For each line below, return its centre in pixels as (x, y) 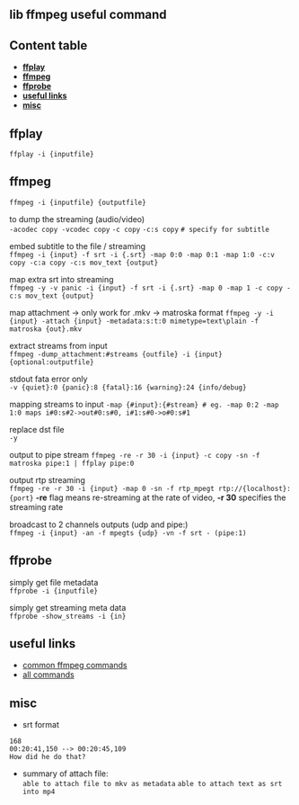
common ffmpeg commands (75, 666)
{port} (22, 498)
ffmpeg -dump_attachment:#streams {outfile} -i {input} (116, 354)
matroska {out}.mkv (46, 329)
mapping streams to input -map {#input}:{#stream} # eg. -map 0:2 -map (144, 404)
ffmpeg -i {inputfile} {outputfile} (78, 202)
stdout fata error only (48, 379)
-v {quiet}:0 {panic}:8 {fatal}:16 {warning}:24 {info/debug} (128, 387)
